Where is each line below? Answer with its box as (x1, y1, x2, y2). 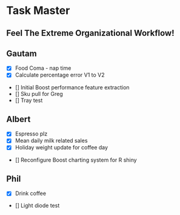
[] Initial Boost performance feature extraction (15, 83, 130, 91)
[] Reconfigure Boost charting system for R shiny (15, 156, 138, 163)
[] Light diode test (15, 202, 60, 210)
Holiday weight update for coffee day (15, 144, 108, 151)
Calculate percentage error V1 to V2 (15, 71, 105, 79)
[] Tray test (15, 97, 43, 104)
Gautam (6, 48, 38, 58)
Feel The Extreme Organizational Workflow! (6, 28, 175, 38)
